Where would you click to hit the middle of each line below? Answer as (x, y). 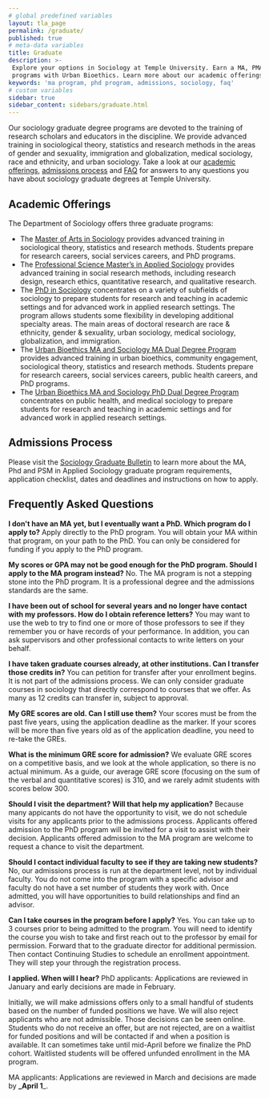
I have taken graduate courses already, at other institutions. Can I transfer (134, 664)
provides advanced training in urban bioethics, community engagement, (139, 358)
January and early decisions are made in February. (92, 987)
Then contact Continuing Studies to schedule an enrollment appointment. (129, 954)
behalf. (20, 648)
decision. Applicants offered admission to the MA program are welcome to (131, 838)
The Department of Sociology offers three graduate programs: (111, 223)
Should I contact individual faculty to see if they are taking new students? (133, 862)
